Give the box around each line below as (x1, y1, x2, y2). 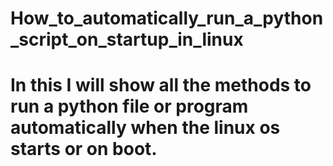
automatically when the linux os (10, 117, 281, 139)
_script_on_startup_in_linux (10, 28, 244, 51)
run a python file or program (10, 95, 249, 118)
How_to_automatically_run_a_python (10, 7, 324, 30)
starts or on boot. (10, 138, 158, 161)
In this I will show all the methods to (10, 74, 312, 97)
